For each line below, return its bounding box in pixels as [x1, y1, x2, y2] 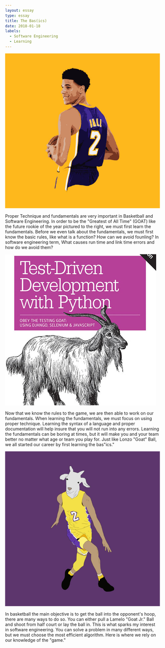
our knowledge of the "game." [5, 637, 66, 643]
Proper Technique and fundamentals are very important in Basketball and [5, 213, 153, 219]
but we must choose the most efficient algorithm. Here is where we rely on [5, 632, 156, 638]
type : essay [5, 13, 29, 18]
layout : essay [5, 8, 34, 13]
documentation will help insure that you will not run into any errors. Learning [5, 425, 160, 432]
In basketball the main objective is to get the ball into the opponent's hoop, [5, 611, 156, 617]
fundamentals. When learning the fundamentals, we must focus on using [5, 415, 152, 421]
